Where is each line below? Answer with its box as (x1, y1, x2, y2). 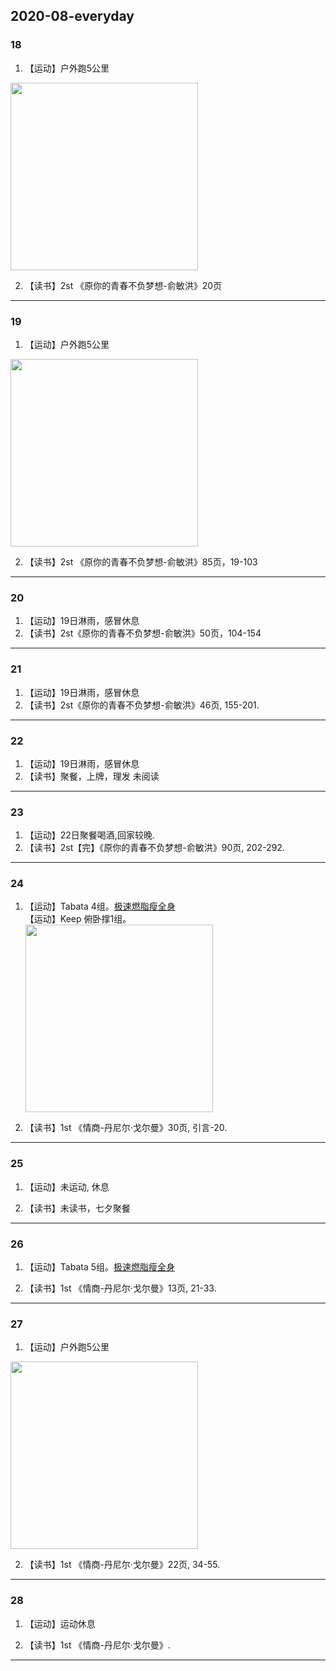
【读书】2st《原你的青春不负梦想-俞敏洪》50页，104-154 (24, 627, 262, 639)
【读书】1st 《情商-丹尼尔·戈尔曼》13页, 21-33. (24, 1282, 217, 1294)
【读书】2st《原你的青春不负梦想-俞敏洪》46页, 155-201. (24, 699, 260, 711)
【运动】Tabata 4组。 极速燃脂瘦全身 (24, 900, 176, 913)
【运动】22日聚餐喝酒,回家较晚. (24, 829, 155, 841)
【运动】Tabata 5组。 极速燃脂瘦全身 (24, 1261, 175, 1273)
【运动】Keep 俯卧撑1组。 (24, 913, 132, 925)
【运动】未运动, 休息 (24, 1180, 110, 1193)
